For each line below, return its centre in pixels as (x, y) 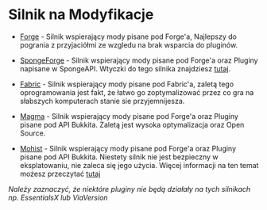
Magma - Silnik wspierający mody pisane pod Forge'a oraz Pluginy (129, 116)
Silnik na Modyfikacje (81, 15)
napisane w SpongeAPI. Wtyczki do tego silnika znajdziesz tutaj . (125, 68)
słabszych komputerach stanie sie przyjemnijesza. (102, 101)
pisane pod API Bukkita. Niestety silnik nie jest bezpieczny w (119, 157)
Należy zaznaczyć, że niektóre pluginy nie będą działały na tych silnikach (130, 189)
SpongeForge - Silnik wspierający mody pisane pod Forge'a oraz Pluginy (139, 60)
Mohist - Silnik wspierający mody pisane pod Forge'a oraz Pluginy (128, 148)
